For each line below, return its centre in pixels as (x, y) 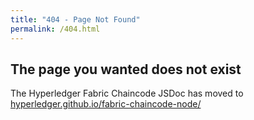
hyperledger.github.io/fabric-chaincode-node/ (106, 104)
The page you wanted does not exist (126, 69)
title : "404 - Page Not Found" (75, 19)
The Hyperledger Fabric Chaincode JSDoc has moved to (127, 93)
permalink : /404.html (55, 29)
